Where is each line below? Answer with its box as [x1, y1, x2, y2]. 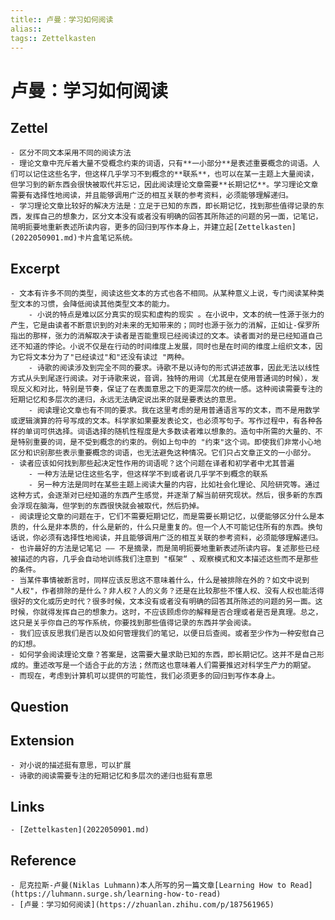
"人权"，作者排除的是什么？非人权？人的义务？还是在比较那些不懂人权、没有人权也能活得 [10, 586, 325, 596]
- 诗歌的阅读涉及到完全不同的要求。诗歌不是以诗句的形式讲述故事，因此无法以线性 [28, 363, 320, 373]
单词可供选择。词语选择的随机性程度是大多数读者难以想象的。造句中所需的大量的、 [24, 427, 316, 437]
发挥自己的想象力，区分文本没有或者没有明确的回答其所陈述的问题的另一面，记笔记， [24, 212, 323, 222]
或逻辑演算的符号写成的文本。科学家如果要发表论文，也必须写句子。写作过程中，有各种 [10, 416, 316, 426]
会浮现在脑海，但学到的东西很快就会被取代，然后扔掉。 [10, 501, 205, 511]
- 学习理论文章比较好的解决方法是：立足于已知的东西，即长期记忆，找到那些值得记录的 [10, 201, 317, 211]
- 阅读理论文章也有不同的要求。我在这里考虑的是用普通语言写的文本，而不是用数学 [28, 406, 320, 416]
